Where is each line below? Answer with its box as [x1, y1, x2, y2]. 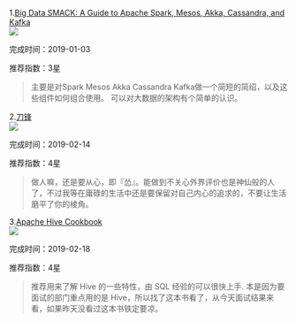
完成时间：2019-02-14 [9, 139, 91, 149]
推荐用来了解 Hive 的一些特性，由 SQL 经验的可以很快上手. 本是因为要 [30, 281, 285, 291]
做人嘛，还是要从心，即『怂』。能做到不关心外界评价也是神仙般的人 [30, 177, 276, 187]
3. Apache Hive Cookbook [9, 217, 103, 226]
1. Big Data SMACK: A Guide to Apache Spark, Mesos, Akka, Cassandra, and [9, 8, 285, 18]
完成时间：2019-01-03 [9, 44, 91, 54]
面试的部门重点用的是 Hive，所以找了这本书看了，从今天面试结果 [30, 292, 267, 303]
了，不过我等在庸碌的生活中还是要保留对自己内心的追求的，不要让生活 [30, 188, 287, 198]
